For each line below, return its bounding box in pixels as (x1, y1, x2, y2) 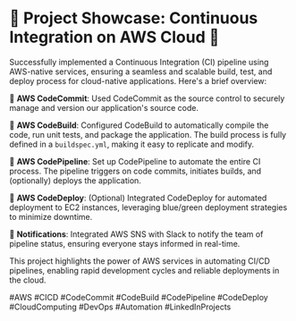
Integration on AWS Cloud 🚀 (9, 27, 220, 47)
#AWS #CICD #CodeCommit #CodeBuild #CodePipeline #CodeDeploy (9, 291, 268, 302)
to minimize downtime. (9, 211, 93, 222)
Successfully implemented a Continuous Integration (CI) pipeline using (9, 56, 269, 67)
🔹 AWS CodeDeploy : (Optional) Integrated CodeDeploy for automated (9, 192, 267, 203)
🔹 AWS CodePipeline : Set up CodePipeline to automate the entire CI (9, 156, 261, 166)
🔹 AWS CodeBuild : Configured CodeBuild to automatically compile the (9, 120, 269, 131)
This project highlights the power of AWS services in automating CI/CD (9, 255, 271, 266)
